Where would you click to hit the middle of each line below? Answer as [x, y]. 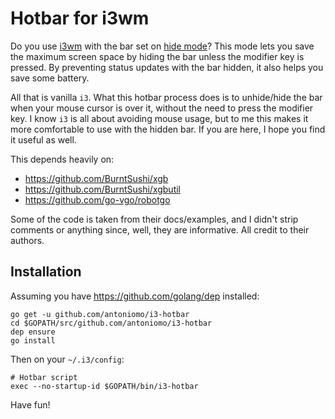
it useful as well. [43, 139]
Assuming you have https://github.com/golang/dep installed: [135, 296]
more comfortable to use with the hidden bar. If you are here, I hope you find [168, 129]
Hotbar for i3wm [80, 18]
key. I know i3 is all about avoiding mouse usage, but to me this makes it [159, 118]
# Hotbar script [44, 377]
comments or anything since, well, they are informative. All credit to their [160, 229]
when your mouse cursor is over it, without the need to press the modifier [162, 108]
